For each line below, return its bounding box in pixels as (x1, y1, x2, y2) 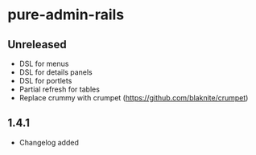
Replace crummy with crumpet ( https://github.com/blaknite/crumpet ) (19, 93, 249, 102)
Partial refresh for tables (19, 84, 100, 94)
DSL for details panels (19, 67, 93, 77)
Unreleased (7, 38, 68, 51)
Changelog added (19, 137, 80, 147)
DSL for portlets (19, 76, 72, 85)
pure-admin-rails (7, 6, 125, 24)
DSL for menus (19, 59, 69, 68)
